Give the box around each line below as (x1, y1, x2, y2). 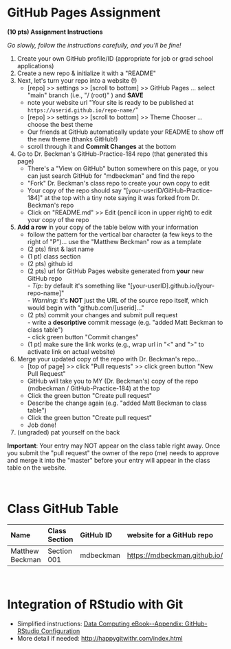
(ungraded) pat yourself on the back (16, 428, 120, 436)
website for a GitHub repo (126, 530, 214, 539)
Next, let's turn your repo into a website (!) (16, 76, 137, 84)
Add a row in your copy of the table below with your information (16, 223, 199, 231)
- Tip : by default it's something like (27, 281, 126, 290)
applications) (16, 61, 54, 70)
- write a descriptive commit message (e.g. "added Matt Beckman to (27, 318, 223, 326)
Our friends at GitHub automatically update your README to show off (27, 128, 224, 136)
